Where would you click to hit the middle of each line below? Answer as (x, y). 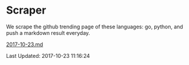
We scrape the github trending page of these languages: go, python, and (94, 27)
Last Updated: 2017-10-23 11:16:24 (48, 56)
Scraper (26, 10)
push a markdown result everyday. (48, 32)
